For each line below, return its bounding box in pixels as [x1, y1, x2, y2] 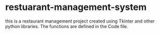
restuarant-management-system [5, 1, 147, 13]
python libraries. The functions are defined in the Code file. [5, 23, 129, 29]
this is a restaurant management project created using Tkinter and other [5, 18, 155, 24]
